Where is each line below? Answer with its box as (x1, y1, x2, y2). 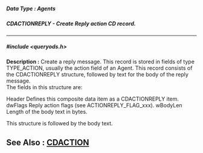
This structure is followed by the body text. (6, 120, 113, 127)
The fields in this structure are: (6, 84, 83, 91)
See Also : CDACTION (6, 137, 89, 148)
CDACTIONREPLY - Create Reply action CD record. (6, 20, 136, 27)
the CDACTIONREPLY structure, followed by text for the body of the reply (6, 71, 189, 78)
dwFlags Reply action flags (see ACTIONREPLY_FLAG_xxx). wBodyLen (6, 102, 182, 109)
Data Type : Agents (6, 5, 56, 12)
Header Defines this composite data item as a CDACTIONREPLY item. (6, 95, 179, 102)
